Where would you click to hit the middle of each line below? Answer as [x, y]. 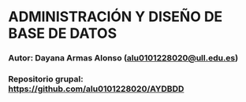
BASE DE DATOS [63, 33]
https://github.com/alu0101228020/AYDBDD [96, 89]
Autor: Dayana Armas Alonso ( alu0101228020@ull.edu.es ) [123, 58]
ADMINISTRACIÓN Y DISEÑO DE [116, 17]
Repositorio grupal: [46, 79]
